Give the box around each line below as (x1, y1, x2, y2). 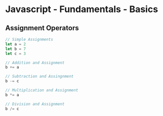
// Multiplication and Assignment (5, 88, 79, 93)
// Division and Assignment (5, 101, 65, 106)
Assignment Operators (5, 24, 79, 32)
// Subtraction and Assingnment (5, 74, 74, 79)
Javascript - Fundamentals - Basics (5, 4, 158, 15)
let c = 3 (5, 51, 26, 56)
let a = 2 (5, 41, 26, 46)
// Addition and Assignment (5, 60, 65, 65)
